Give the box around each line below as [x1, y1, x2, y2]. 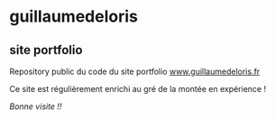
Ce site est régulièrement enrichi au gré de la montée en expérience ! [9, 84, 267, 94]
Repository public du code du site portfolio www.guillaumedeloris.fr [9, 66, 261, 77]
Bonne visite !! [9, 101, 62, 112]
